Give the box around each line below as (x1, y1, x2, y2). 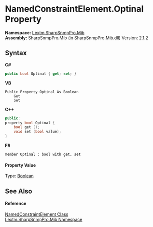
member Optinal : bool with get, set (5, 152, 81, 157)
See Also (5, 187, 32, 195)
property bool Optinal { (5, 120, 55, 125)
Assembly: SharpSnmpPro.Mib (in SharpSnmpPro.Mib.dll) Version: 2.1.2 (5, 35, 148, 41)
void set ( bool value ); (14, 130, 62, 134)
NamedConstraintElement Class (5, 211, 69, 217)
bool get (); (14, 125, 40, 130)
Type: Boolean (5, 173, 34, 179)
